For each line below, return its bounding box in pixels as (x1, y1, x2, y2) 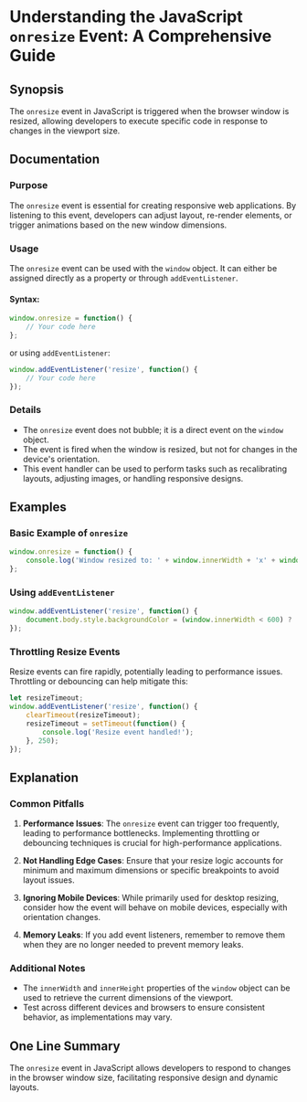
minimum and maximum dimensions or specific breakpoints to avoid (22, 865, 280, 876)
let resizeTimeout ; (9, 694, 84, 703)
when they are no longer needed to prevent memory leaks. (22, 939, 244, 950)
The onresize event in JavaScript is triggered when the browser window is (9, 106, 290, 116)
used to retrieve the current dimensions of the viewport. (22, 992, 234, 1003)
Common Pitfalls (9, 797, 85, 810)
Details (9, 404, 42, 417)
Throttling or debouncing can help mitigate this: (9, 676, 189, 687)
